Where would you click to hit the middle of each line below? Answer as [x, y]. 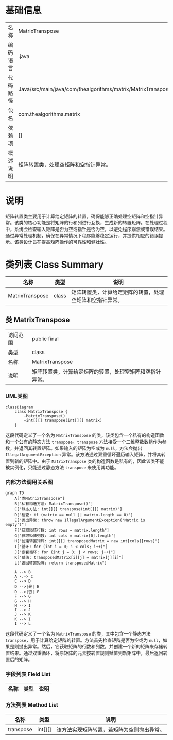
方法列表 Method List [32, 705]
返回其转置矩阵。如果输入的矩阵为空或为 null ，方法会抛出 [81, 448]
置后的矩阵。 [19, 660]
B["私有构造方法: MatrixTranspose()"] [54, 504]
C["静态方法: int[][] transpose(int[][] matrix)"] [68, 509]
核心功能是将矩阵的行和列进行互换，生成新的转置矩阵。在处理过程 [98, 222]
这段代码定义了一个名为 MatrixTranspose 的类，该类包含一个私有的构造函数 [85, 435]
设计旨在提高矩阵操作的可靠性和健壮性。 [66, 242]
